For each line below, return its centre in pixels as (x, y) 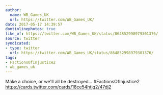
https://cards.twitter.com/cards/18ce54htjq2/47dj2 (58, 87)
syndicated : (18, 43)
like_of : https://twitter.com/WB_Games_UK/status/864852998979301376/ (82, 34)
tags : (11, 57)
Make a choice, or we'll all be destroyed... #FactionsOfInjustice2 (73, 82)
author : (13, 10)
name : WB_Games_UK (30, 15)
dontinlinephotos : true (31, 29)
